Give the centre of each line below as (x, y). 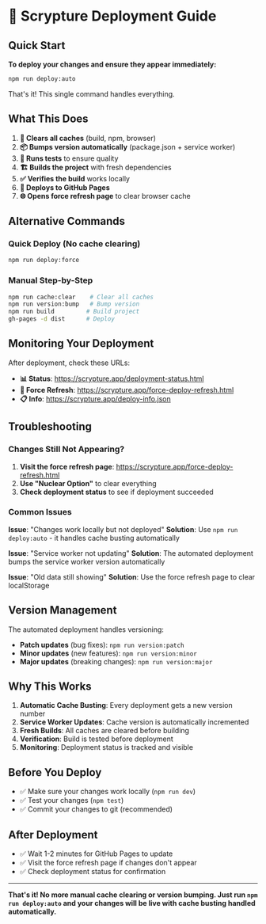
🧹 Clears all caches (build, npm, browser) (88, 138)
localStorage (29, 585)
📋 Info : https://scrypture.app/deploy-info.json (95, 398)
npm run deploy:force (44, 260)
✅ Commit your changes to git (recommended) (96, 809)
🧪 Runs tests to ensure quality (69, 158)
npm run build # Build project (74, 312)
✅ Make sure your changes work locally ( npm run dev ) (108, 792)
